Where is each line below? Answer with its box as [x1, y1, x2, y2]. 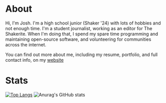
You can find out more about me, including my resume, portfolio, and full [5, 51, 158, 58]
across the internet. [5, 41, 46, 47]
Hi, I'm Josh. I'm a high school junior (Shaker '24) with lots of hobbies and [5, 20, 161, 26]
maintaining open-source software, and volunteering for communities [5, 36, 152, 42]
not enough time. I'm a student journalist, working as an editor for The [5, 25, 152, 31]
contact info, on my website [5, 57, 64, 63]
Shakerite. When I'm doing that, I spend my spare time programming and [5, 31, 158, 37]
